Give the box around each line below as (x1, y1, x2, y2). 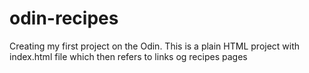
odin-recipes (9, 7, 119, 30)
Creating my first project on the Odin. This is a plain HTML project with (9, 40, 301, 52)
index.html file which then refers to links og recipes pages (9, 50, 248, 62)
